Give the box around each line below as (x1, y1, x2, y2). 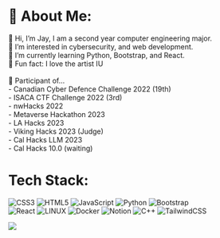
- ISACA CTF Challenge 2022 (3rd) (8, 92, 123, 102)
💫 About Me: (8, 7, 92, 25)
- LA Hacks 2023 (8, 118, 65, 127)
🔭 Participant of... (8, 76, 65, 85)
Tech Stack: (8, 171, 89, 189)
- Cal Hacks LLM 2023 (8, 135, 83, 144)
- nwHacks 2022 (8, 101, 64, 111)
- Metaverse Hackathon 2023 (8, 109, 105, 119)
